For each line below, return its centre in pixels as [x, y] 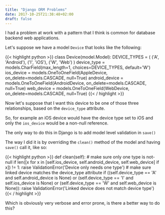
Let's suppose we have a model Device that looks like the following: [73, 48]
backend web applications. [33, 38]
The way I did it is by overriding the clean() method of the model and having [83, 142]
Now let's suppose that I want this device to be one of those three [72, 103]
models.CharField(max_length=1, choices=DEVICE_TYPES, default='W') [78, 67]
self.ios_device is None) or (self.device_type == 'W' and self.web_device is [81, 183]
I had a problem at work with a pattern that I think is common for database [80, 33]
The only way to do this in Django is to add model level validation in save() [81, 133]
